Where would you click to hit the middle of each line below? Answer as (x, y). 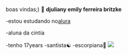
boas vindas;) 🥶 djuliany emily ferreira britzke (64, 9)
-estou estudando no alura (38, 21)
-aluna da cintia (25, 33)
